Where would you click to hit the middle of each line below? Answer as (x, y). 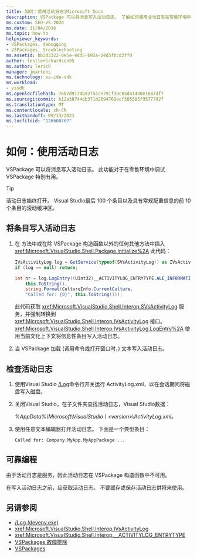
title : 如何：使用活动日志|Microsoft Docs (55, 11)
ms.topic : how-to (27, 34)
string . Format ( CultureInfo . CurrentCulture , (79, 289)
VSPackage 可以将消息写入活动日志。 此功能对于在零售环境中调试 (86, 170)
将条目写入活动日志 (41, 228)
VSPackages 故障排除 (41, 542)
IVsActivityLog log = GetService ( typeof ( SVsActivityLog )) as (91, 262)
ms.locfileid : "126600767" (39, 121)
